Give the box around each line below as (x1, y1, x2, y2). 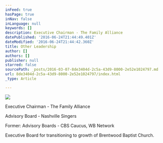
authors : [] (5, 53, 30, 58)
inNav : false (5, 16, 32, 21)
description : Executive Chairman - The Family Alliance (5, 30, 123, 35)
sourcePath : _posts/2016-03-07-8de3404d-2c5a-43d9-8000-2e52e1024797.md (5, 67, 159, 72)
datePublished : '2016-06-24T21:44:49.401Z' (5, 35, 97, 40)
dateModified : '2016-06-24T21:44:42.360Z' (5, 40, 94, 45)
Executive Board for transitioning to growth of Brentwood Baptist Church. (5, 132, 155, 138)
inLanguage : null (5, 21, 41, 26)
